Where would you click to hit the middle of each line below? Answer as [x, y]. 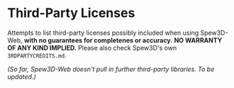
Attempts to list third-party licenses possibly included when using [103, 33]
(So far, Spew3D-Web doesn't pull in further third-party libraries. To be [111, 69]
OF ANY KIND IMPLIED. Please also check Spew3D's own [92, 48]
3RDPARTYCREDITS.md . [37, 55]
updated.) [22, 77]
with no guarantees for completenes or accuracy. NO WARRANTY [123, 40]
